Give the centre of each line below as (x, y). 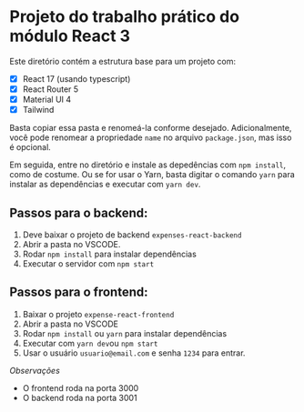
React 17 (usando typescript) (76, 78)
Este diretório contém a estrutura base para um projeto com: (123, 61)
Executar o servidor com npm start (88, 264)
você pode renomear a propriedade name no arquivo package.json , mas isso (151, 137)
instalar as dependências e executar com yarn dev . (105, 185)
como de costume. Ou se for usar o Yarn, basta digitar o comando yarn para (152, 175)
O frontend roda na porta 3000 (81, 387)
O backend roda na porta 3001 (80, 397)
